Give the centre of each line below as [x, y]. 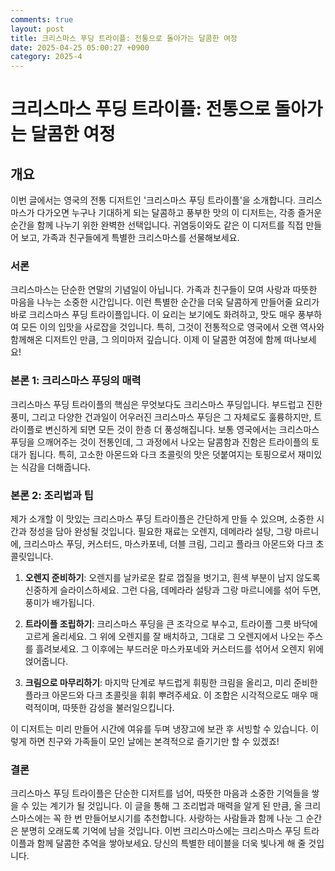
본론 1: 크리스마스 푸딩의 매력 [76, 381]
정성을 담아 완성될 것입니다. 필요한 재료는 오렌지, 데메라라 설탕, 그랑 [160, 532]
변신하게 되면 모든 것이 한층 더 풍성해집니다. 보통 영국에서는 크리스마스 [182, 429]
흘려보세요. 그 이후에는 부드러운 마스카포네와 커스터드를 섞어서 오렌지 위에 [180, 649]
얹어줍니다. [46, 662]
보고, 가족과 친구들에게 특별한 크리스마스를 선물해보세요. [130, 238]
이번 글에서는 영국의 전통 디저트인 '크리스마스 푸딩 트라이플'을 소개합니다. [153, 200]
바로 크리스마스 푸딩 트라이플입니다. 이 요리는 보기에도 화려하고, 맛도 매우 [153, 315]
